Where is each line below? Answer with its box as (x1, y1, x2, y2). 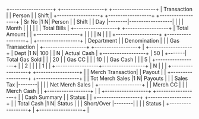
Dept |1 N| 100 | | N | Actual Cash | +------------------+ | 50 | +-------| (14, 50, 187, 56)
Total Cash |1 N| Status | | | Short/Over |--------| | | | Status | (17, 100, 165, 107)
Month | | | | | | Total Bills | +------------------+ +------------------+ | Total (6, 24, 189, 31)
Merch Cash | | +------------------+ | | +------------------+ (6, 88, 151, 94)
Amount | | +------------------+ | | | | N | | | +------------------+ (6, 31, 163, 38)
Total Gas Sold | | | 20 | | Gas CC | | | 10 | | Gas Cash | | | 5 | (6, 56, 151, 63)
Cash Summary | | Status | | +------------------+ (24, 94, 144, 101)
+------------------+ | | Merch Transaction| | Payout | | (32, 69, 166, 75)
